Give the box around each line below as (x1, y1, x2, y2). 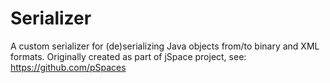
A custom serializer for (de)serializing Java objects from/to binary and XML (10, 40, 320, 52)
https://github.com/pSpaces (10, 61, 127, 73)
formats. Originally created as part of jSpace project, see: (10, 50, 247, 62)
